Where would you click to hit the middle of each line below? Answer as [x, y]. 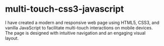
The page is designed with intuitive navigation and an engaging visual [75, 33]
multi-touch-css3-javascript [64, 9]
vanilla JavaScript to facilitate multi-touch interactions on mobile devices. [79, 27]
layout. [12, 38]
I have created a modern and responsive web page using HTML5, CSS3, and [82, 23]
